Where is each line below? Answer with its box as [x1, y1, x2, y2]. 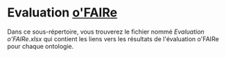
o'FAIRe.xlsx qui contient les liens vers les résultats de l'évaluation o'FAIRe [7, 34, 220, 43]
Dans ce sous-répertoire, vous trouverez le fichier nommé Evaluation [7, 27, 205, 36]
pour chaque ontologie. [7, 42, 74, 50]
